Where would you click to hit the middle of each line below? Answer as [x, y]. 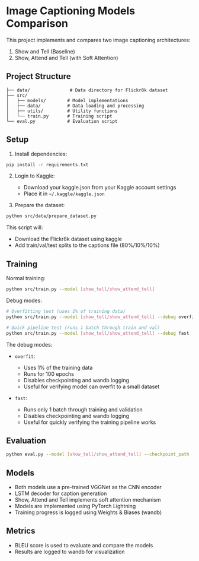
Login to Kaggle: [35, 176]
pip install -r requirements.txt [47, 164]
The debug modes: [29, 344]
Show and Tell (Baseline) [45, 51]
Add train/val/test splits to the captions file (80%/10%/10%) [87, 245]
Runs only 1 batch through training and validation [83, 409]
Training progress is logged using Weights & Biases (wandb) [88, 512]
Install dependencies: [41, 154]
